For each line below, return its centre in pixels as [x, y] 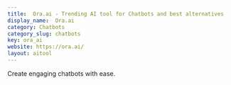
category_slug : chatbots [44, 34]
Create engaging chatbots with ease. [61, 73]
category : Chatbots [36, 27]
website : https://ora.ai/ [45, 47]
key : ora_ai [25, 40]
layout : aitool [30, 54]
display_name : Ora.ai [41, 21]
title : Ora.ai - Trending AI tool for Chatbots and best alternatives [116, 14]
